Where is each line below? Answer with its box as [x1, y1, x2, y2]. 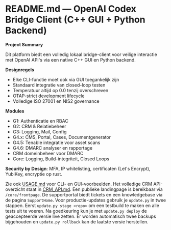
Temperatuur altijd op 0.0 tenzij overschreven [12, 87, 109, 93]
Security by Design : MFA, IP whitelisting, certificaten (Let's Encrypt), [5, 165, 151, 171]
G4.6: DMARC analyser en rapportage [12, 145, 93, 151]
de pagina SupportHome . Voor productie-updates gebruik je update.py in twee [5, 197, 166, 203]
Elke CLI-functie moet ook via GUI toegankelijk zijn [12, 76, 119, 82]
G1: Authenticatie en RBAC [12, 118, 69, 124]
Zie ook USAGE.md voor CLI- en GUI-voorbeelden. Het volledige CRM [5, 181, 152, 187]
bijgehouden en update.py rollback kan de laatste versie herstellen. [5, 218, 149, 224]
